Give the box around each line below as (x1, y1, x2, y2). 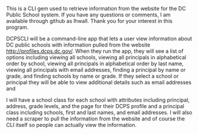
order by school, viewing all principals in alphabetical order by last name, (6, 60, 184, 67)
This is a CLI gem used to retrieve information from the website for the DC (6, 5, 186, 12)
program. (6, 24, 29, 31)
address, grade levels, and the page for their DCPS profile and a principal (6, 103, 184, 109)
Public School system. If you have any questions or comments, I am (6, 11, 171, 18)
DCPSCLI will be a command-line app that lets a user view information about (6, 35, 192, 42)
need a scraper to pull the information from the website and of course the (6, 115, 185, 122)
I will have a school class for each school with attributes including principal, (6, 96, 190, 103)
